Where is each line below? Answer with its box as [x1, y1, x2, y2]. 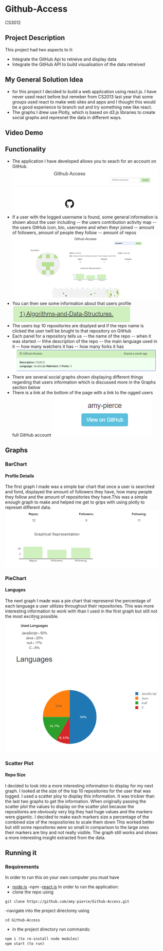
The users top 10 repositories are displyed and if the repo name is [12, 323, 144, 329]
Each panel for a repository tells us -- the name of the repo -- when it [12, 333, 151, 339]
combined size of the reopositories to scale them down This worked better [5, 819, 155, 825]
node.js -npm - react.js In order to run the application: [12, 884, 119, 890]
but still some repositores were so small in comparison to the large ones [5, 824, 149, 830]
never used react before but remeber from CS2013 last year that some [12, 94, 153, 100]
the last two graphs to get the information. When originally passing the [5, 798, 146, 804]
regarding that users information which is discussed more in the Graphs [12, 379, 156, 385]
